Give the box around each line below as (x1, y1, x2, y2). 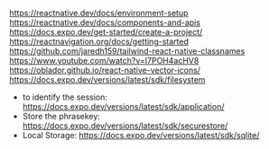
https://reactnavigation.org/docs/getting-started (9, 36, 190, 47)
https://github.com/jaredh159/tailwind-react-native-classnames (9, 46, 246, 57)
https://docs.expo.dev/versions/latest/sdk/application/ (22, 101, 225, 111)
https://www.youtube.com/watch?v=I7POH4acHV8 (9, 56, 199, 66)
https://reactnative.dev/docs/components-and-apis (9, 17, 201, 28)
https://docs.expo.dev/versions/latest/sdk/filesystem (9, 74, 206, 84)
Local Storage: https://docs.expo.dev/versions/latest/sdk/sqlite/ (22, 130, 260, 140)
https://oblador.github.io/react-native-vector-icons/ (9, 65, 201, 75)
